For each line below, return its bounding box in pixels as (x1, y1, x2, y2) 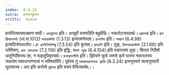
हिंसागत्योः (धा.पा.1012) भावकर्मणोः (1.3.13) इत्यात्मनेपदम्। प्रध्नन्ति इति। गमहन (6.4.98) (5, 36, 142, 42)
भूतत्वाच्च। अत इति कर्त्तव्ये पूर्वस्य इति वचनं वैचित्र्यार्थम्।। (5, 64, 95, 70)
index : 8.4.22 (5, 7, 37, 12)
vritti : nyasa (5, 16, 37, 21)
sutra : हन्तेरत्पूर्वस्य (5, 12, 39, 17)
